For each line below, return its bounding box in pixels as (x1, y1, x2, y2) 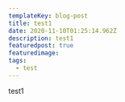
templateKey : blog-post (8, 11, 89, 20)
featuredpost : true (8, 42, 74, 50)
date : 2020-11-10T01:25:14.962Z (8, 27, 117, 35)
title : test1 (8, 19, 52, 27)
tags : (8, 57, 27, 65)
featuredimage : (8, 49, 60, 57)
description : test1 (8, 34, 74, 43)
